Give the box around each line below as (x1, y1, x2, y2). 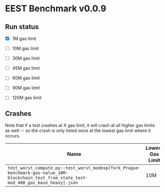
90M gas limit (12, 85, 40, 91)
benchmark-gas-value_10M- (7, 170, 68, 176)
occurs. (5, 133, 21, 139)
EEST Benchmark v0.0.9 (5, 3, 107, 14)
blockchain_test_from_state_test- (7, 175, 88, 181)
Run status (5, 23, 39, 31)
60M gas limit (12, 75, 40, 81)
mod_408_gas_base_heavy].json (7, 180, 79, 186)
